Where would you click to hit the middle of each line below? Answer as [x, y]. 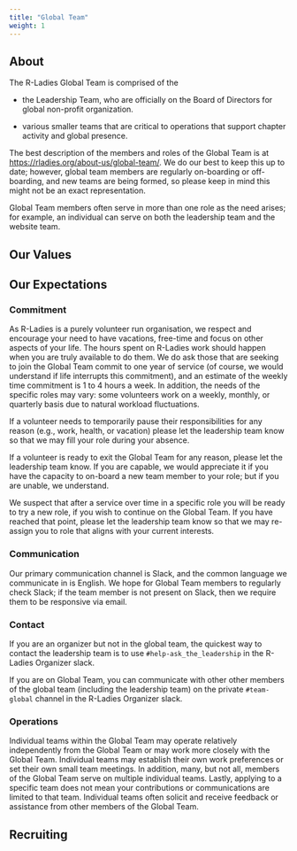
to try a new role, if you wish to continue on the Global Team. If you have [141, 512]
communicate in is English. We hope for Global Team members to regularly [145, 583]
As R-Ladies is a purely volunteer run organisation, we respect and [130, 329]
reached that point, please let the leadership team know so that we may [139, 522]
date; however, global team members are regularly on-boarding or [129, 172]
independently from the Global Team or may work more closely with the [140, 750]
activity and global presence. [75, 136]
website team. [35, 227]
